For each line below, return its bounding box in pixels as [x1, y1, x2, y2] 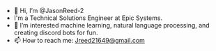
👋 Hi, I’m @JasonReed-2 [13, 7, 84, 14]
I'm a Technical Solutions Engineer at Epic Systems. [13, 14, 162, 22]
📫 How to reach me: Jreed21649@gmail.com [13, 37, 145, 44]
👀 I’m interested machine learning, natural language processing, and [13, 21, 210, 29]
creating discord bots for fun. [13, 28, 98, 37]
